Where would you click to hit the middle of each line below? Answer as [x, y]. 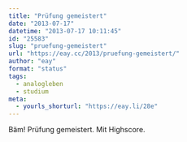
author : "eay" [33, 62]
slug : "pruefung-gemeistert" [58, 46]
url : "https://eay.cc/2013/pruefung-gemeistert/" [94, 54]
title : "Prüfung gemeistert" [58, 16]
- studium [32, 91]
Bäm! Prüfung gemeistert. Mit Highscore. [77, 130]
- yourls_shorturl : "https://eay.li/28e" [87, 106]
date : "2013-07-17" [41, 24]
